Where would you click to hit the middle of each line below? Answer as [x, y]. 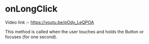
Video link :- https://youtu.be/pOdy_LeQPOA [50, 22]
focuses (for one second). [31, 37]
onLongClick [31, 9]
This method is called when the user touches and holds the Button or [74, 31]
